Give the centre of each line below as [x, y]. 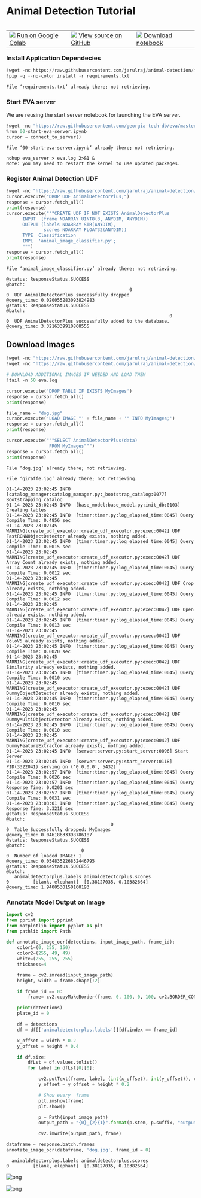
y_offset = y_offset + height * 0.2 [84, 1085]
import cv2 [20, 914]
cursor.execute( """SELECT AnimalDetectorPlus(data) [72, 441]
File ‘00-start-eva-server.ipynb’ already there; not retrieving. [91, 148]
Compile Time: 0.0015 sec [38, 547]
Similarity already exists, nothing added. [61, 667]
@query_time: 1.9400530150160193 [48, 887]
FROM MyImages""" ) [72, 446]
